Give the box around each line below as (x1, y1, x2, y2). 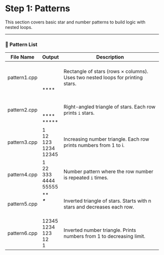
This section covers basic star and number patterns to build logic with (5, 19, 145, 25)
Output (42, 54, 59, 61)
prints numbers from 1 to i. (63, 142, 125, 149)
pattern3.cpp (7, 139, 38, 146)
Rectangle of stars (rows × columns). (63, 68, 149, 75)
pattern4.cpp (7, 171, 38, 178)
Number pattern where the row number (63, 168, 154, 175)
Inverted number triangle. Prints (63, 227, 137, 234)
